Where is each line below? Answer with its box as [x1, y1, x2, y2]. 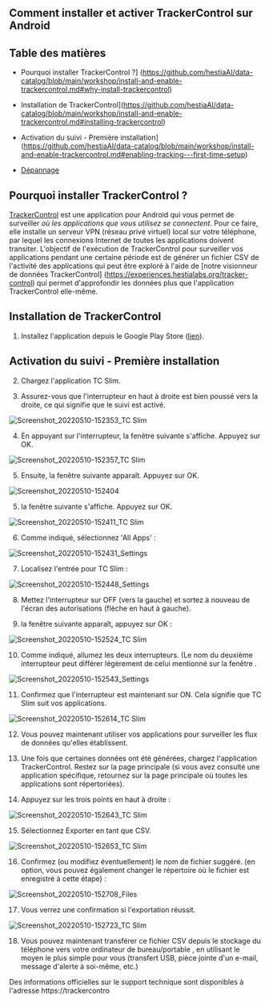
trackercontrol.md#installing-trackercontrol [20, 117, 163, 127]
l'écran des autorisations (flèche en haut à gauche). [20, 603, 191, 613]
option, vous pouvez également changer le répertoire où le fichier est [20, 865, 250, 875]
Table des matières [9, 46, 106, 59]
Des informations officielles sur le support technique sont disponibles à [9, 977, 244, 986]
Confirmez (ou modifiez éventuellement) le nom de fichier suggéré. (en [20, 856, 255, 866]
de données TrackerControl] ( [9, 270, 107, 279]
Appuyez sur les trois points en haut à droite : [20, 794, 171, 804]
